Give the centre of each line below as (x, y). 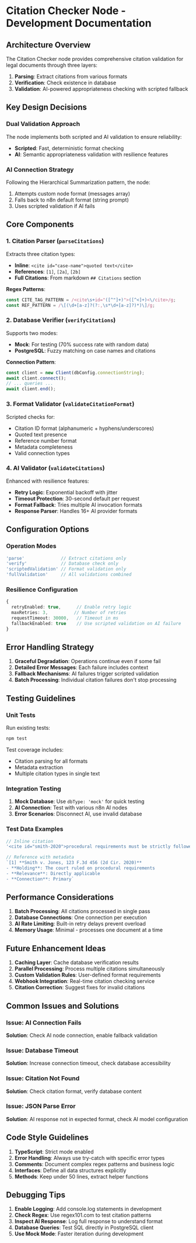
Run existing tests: (28, 728)
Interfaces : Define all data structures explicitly (70, 1170)
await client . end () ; (31, 389)
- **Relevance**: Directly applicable (53, 873)
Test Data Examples (35, 829)
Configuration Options (48, 529)
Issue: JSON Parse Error (41, 1107)
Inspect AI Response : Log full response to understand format (89, 1221)
